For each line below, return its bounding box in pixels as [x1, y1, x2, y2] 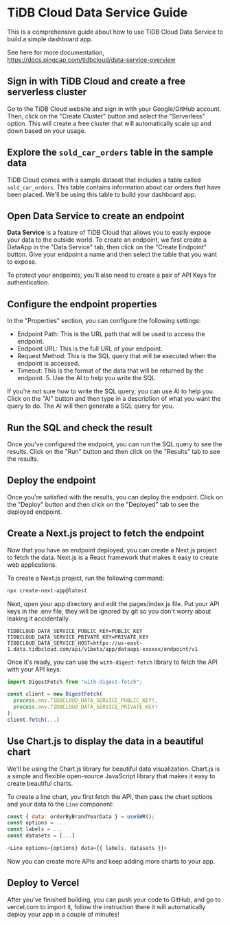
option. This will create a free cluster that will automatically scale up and [7, 119, 211, 127]
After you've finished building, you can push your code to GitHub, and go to [7, 895, 221, 904]
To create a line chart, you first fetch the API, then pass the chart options [7, 792, 213, 800]
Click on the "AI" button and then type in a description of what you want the [7, 395, 221, 403]
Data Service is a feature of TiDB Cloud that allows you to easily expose [7, 229, 211, 237]
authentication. [7, 278, 50, 287]
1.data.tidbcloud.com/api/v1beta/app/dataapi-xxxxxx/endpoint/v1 [7, 645, 198, 652]
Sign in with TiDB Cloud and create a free [7, 76, 186, 87]
